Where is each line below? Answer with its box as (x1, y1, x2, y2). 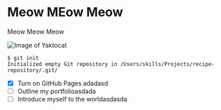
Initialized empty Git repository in (7, 60, 118, 67)
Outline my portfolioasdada (17, 87, 96, 95)
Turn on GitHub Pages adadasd (17, 78, 109, 88)
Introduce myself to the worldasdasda (17, 95, 128, 104)
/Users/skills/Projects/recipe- (120, 60, 215, 67)
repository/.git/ (7, 67, 58, 74)
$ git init (7, 54, 39, 62)
